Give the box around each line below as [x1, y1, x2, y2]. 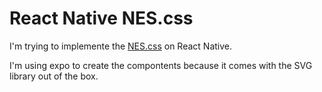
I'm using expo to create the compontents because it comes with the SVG [9, 59, 313, 71]
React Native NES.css [9, 7, 194, 30]
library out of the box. [9, 70, 99, 82]
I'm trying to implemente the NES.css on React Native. [9, 40, 233, 52]
